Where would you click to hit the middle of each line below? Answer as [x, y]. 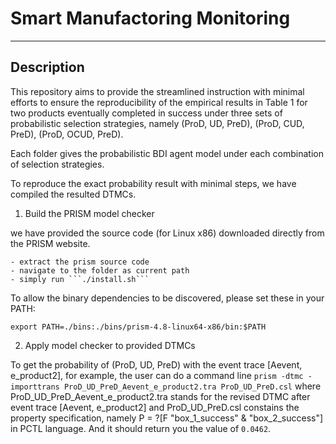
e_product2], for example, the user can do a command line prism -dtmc [157, 375]
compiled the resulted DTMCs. [73, 194]
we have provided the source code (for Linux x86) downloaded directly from [167, 233]
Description [47, 67]
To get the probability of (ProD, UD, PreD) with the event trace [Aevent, [156, 364]
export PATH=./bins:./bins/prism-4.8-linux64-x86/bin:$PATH [138, 327]
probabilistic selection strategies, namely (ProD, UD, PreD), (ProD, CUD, [157, 123]
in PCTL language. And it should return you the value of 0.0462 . [141, 428]
